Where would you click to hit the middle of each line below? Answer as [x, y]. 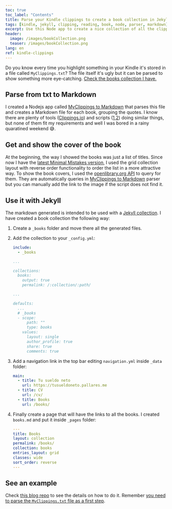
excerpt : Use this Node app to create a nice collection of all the [80, 29]
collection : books [32, 448]
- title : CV [30, 390]
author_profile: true [49, 341]
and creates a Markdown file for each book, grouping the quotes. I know [81, 112]
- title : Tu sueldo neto [44, 381]
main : [18, 376]
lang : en [15, 48]
